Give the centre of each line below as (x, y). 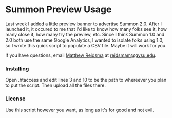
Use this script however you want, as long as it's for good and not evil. (80, 110)
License (15, 99)
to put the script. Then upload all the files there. (56, 85)
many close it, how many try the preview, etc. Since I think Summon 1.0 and (85, 34)
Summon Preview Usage (59, 9)
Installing (17, 69)
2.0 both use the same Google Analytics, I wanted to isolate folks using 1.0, (84, 40)
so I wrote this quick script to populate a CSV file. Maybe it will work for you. (86, 45)
